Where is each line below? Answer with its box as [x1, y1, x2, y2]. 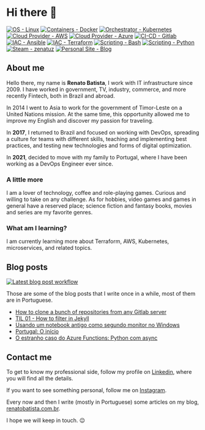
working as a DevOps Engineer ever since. [6, 160, 113, 167]
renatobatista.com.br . [6, 404, 61, 412]
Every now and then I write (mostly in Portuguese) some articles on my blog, [6, 398, 199, 406]
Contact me [6, 352, 52, 362]
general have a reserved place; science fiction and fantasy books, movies [6, 202, 193, 210]
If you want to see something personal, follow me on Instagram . [6, 386, 167, 393]
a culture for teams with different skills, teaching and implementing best [6, 135, 187, 142]
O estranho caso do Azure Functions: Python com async [15, 334, 158, 341]
